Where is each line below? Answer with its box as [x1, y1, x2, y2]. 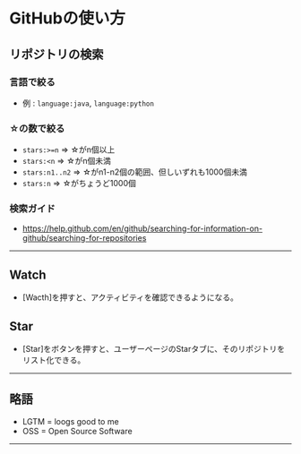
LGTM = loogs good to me [21, 415, 119, 426]
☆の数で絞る [9, 122, 65, 134]
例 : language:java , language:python [21, 98, 155, 108]
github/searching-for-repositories [21, 233, 147, 244]
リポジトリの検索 [9, 47, 104, 62]
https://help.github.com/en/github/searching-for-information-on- [21, 223, 262, 234]
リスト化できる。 [21, 355, 86, 365]
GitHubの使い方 [9, 8, 125, 29]
